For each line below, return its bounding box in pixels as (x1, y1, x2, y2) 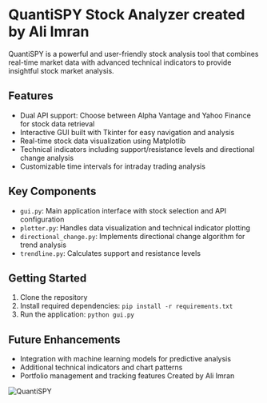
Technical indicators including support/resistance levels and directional (19, 144, 255, 154)
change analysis (19, 153, 74, 162)
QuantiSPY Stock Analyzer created (8, 6, 245, 24)
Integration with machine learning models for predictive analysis (19, 354, 232, 364)
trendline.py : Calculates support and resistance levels (19, 248, 201, 257)
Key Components (8, 185, 97, 198)
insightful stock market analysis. (8, 66, 114, 75)
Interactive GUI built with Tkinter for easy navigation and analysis (19, 127, 235, 137)
